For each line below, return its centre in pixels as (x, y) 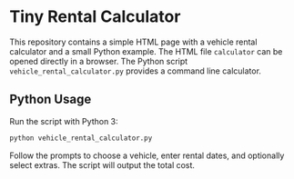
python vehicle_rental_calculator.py (81, 138)
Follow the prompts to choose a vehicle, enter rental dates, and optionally (147, 155)
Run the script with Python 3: (64, 121)
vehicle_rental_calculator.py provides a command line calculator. (136, 71)
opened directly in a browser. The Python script (99, 61)
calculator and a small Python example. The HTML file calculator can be (146, 51)
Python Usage (51, 99)
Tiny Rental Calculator (95, 17)
